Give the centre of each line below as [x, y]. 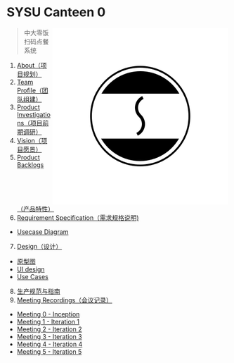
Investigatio [33, 114]
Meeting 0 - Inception [48, 314]
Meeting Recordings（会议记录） [65, 300]
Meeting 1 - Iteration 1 [48, 321]
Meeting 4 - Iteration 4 [50, 344]
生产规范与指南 [38, 291]
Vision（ [29, 140]
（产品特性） [35, 209]
